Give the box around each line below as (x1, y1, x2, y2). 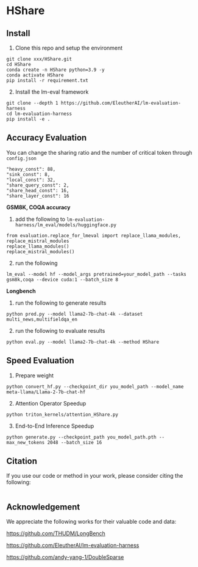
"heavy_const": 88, (6, 166, 56, 172)
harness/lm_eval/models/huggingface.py (15, 221, 117, 228)
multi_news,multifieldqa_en (6, 316, 78, 322)
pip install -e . (6, 116, 51, 122)
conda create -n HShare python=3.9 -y (6, 67, 105, 73)
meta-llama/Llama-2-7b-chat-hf (6, 389, 86, 395)
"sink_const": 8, (6, 171, 51, 177)
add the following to (15, 215, 66, 223)
